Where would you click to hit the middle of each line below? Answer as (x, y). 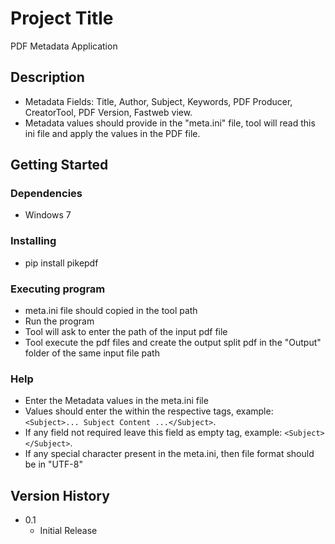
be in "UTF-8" (53, 464)
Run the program (59, 321)
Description (47, 77)
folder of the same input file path (92, 353)
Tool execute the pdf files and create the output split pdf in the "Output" (173, 343)
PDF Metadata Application (64, 46)
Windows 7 (48, 215)
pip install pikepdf (61, 263)
